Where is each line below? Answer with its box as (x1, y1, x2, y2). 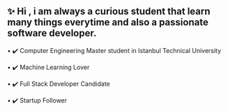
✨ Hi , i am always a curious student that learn (7, 6, 211, 17)
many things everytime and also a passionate (7, 17, 209, 29)
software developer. (7, 27, 97, 39)
